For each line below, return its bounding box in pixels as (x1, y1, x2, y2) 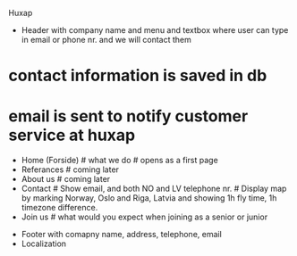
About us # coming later (21, 174, 111, 185)
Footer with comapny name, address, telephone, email (21, 229, 223, 240)
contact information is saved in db (8, 66, 267, 86)
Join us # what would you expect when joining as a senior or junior (21, 211, 268, 222)
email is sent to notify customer (8, 106, 249, 127)
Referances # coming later (21, 164, 120, 175)
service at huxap (8, 125, 136, 145)
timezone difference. (21, 202, 98, 213)
